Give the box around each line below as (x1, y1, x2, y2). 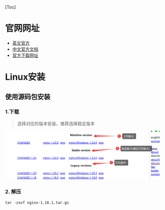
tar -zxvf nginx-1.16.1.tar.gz (5, 200, 69, 206)
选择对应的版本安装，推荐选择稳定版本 (17, 120, 95, 126)
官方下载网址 (12, 52, 38, 58)
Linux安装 (5, 71, 46, 83)
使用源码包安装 (5, 92, 51, 101)
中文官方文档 (12, 46, 38, 52)
